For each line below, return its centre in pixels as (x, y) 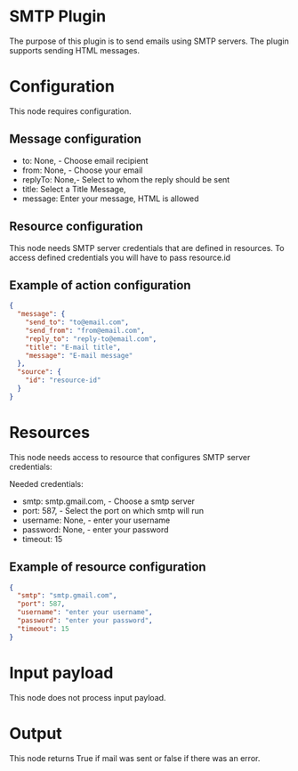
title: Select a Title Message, (74, 189)
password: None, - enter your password (95, 529)
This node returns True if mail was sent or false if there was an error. (135, 758)
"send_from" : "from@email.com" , (85, 330)
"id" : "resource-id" (63, 380)
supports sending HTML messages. (75, 50)
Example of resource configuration (108, 567)
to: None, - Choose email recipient (85, 160)
